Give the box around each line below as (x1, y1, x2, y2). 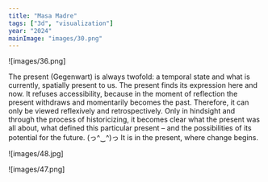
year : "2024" (8, 27, 52, 35)
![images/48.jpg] (8, 149, 64, 159)
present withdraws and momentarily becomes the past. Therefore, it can (8, 97, 249, 107)
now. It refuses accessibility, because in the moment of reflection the (8, 89, 238, 99)
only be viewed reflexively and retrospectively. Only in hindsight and (8, 106, 236, 116)
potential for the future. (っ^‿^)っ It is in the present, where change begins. (8, 133, 259, 143)
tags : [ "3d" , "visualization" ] (8, 19, 114, 27)
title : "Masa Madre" (8, 11, 78, 20)
